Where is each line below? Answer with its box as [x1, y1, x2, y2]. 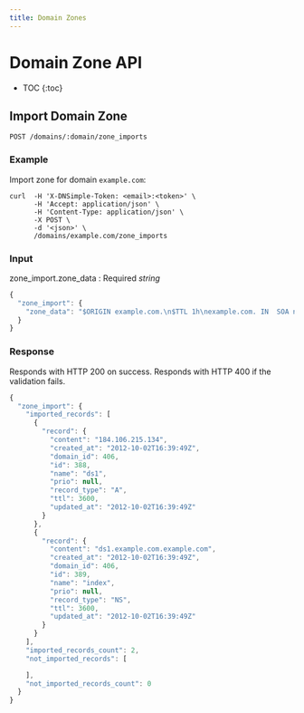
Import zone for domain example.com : [9, 174, 147, 185]
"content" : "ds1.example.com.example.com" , [49, 544, 217, 554]
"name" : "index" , [49, 578, 116, 587]
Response [9, 345, 54, 358]
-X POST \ [33, 215, 71, 225]
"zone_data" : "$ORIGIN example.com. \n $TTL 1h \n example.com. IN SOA [25, 307, 290, 316]
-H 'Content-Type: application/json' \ [33, 207, 184, 217]
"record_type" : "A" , [49, 486, 128, 495]
